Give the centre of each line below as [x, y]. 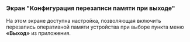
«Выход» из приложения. [39, 33]
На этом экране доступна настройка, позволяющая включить [84, 21]
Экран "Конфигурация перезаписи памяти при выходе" [91, 8]
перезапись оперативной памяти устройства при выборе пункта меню [95, 27]
